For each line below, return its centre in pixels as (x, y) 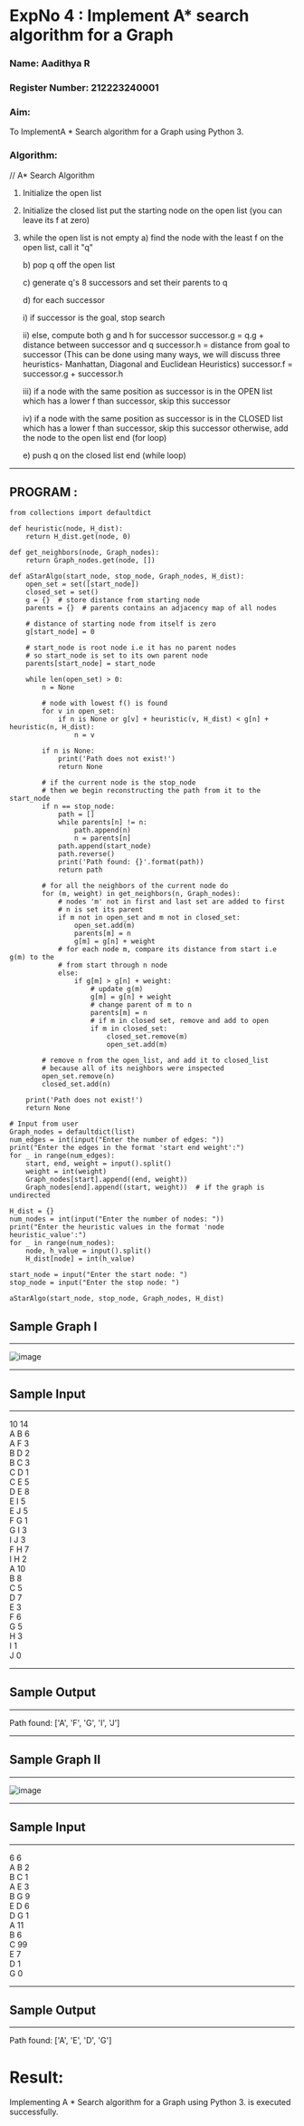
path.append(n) (102, 831)
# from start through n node (113, 965)
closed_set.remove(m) (147, 1037)
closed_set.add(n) (76, 1085)
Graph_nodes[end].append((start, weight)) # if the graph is (145, 1188)
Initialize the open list (62, 192)
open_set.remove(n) (79, 1077)
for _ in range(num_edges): (62, 1156)
